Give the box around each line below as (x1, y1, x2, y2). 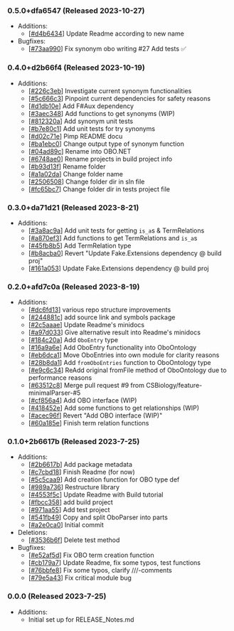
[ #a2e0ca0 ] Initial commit (28, 521, 105, 529)
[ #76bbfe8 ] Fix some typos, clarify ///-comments (28, 566, 172, 575)
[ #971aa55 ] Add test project (28, 506, 110, 514)
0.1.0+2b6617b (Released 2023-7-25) (7, 437, 140, 447)
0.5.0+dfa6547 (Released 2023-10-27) (7, 6, 145, 16)
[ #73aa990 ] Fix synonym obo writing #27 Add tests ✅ (28, 45, 187, 53)
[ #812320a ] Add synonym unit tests (28, 117, 134, 125)
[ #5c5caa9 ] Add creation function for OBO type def (28, 475, 180, 484)
